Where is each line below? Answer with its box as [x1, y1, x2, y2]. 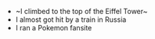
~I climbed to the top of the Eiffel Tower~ [15, 7, 148, 16]
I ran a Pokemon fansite [15, 23, 92, 32]
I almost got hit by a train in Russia [15, 15, 127, 24]
